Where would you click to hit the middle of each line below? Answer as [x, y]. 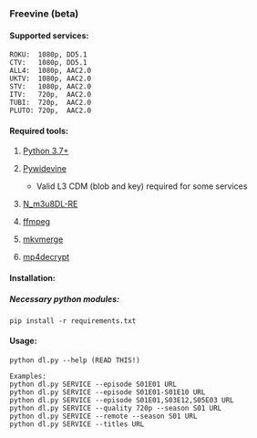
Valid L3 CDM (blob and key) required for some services [142, 186]
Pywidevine [44, 169]
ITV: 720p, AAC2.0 [51, 95]
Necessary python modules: [65, 298]
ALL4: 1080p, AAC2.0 [51, 71]
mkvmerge [43, 239]
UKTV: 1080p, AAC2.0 [51, 79]
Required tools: [39, 130]
